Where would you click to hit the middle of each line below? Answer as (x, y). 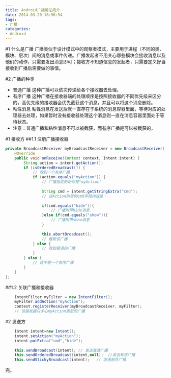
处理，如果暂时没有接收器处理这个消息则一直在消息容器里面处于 (93, 115)
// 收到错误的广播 (58, 248)
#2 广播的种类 (20, 79)
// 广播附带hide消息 (70, 210)
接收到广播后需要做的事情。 (34, 68)
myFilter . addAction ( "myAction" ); (50, 302)
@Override (25, 153)
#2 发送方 (16, 322)
